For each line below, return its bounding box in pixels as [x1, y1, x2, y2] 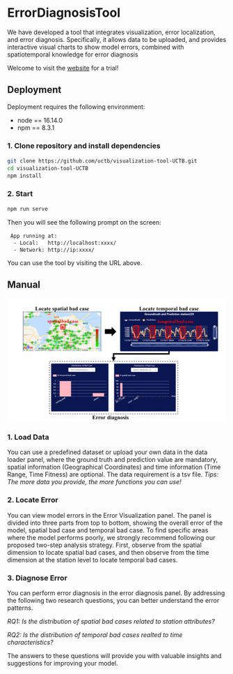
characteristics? [7, 638, 54, 647]
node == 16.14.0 [17, 116, 63, 124]
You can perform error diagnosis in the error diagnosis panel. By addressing [7, 589, 225, 597]
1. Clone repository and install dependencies [7, 141, 161, 151]
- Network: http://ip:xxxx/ [13, 246, 95, 253]
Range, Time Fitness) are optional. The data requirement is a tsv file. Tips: [7, 470, 219, 479]
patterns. [7, 604, 33, 612]
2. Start [7, 188, 33, 198]
